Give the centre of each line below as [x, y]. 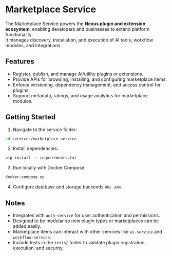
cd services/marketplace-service [41, 139]
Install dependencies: [35, 148]
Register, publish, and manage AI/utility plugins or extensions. [78, 74]
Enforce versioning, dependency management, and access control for [87, 84]
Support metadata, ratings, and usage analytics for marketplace [80, 95]
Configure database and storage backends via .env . [68, 187]
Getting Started [31, 117]
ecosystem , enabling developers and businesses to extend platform [78, 29]
